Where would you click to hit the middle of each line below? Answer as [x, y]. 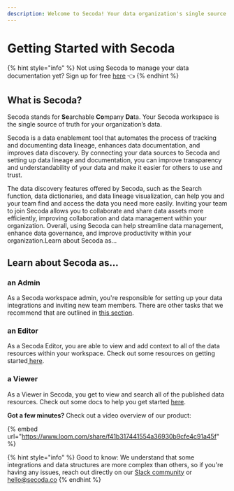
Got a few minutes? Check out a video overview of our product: [99, 415]
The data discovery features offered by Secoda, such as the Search [105, 189]
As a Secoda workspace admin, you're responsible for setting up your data [115, 298]
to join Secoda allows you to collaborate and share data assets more [105, 211]
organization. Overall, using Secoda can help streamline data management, [115, 226]
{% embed [23, 429]
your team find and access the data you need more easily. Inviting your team [117, 204]
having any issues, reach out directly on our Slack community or [100, 472]
